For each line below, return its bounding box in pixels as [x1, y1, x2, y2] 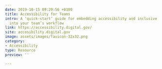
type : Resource [5, 48, 36, 52]
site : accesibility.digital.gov [5, 30, 70, 34]
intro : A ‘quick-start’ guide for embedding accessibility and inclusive [5, 16, 158, 21]
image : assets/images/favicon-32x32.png [5, 34, 88, 39]
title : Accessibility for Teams [5, 12, 70, 17]
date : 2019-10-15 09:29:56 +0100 [5, 7, 73, 12]
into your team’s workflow [9, 20, 64, 26]
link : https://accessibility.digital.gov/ [5, 25, 92, 30]
